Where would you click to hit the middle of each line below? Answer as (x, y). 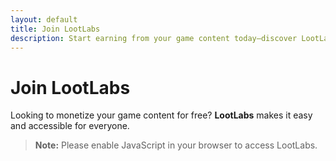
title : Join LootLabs (55, 29)
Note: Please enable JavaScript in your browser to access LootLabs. (176, 145)
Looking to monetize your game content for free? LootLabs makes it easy (161, 115)
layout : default (44, 19)
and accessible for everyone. (70, 126)
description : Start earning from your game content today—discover (154, 38)
